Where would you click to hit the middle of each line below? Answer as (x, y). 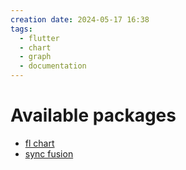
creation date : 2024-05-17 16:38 (80, 19)
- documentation (53, 66)
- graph (35, 57)
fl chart (39, 143)
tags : (21, 29)
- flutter (39, 38)
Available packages (93, 115)
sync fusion (49, 153)
